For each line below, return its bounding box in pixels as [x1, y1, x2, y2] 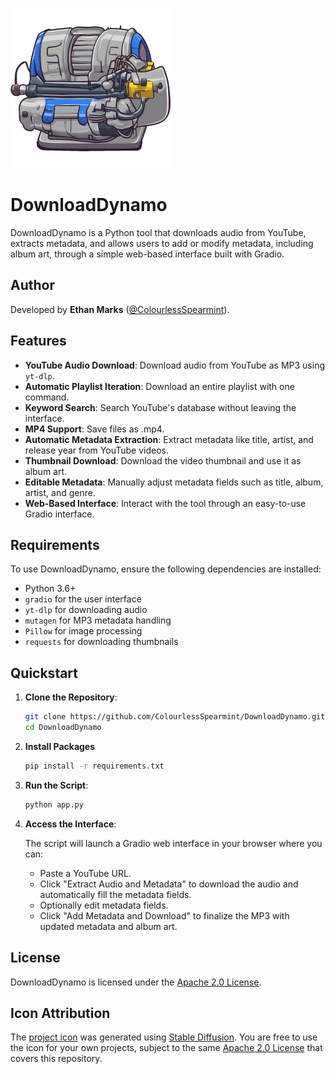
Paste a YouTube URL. [39, 867, 132, 879]
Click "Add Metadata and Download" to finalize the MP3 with [39, 909, 290, 922]
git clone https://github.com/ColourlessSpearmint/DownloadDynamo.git [24, 712, 326, 722]
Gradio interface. [24, 508, 95, 520]
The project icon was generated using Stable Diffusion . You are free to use [10, 1031, 318, 1043]
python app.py [24, 799, 84, 810]
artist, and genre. [24, 486, 96, 498]
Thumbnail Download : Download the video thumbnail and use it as [24, 454, 302, 467]
